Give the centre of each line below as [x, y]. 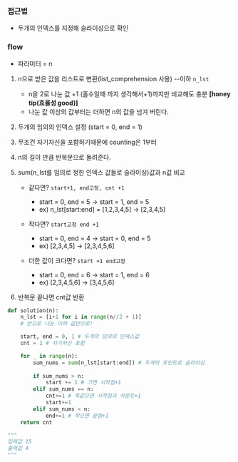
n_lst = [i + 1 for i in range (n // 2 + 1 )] [81, 317]
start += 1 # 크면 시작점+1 [83, 383]
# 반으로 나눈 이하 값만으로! [57, 324]
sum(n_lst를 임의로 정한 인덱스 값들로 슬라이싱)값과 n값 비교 [101, 172]
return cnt [36, 422]
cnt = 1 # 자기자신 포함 [53, 344]
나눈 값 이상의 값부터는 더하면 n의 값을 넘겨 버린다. [98, 111]
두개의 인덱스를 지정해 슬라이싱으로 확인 [73, 28]
